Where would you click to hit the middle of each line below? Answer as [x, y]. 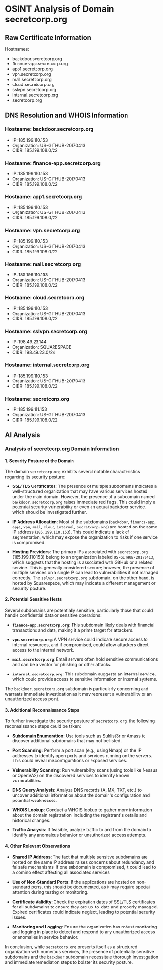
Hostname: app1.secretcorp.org [44, 196]
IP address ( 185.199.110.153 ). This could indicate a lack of [71, 532]
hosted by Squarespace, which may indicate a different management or [84, 583]
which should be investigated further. [49, 512]
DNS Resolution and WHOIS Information [67, 116]
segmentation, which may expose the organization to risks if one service [85, 537]
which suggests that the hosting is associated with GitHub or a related [82, 562]
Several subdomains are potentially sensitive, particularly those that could [79, 610]
